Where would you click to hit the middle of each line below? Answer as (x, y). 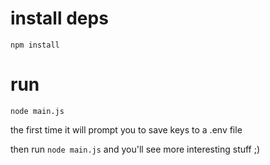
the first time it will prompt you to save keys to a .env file (126, 129)
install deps (59, 18)
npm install (35, 45)
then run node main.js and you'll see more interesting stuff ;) (135, 149)
